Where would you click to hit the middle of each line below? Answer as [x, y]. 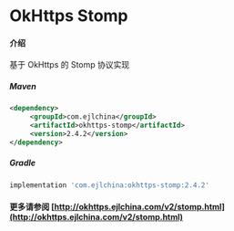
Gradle [23, 163]
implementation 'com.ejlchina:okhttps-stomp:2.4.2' [109, 185]
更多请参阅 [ [32, 207]
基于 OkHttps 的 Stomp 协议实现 [70, 65]
